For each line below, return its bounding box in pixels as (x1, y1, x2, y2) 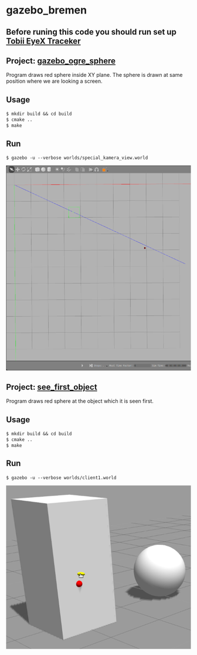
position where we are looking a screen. (6, 77, 103, 85)
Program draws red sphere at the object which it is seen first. (6, 398, 154, 405)
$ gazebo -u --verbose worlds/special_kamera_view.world (6, 155, 148, 161)
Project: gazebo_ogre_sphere (6, 56, 116, 66)
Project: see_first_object (6, 382, 98, 392)
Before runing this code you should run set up (6, 27, 177, 37)
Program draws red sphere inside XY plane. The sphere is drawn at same (6, 72, 183, 79)
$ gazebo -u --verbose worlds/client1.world (6, 474, 117, 481)
